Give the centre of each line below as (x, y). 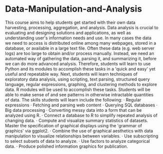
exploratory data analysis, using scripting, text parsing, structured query (77, 79)
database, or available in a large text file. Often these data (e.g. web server (80, 48)
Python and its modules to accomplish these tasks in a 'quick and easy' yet (80, 68)
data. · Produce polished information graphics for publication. (66, 146)
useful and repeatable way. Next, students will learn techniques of (71, 74)
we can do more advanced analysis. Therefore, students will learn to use (78, 64)
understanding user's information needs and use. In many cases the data (78, 38)
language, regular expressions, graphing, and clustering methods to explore (81, 84)
